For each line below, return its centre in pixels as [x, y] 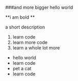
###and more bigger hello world [39, 7]
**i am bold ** [20, 17]
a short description [25, 27]
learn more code [30, 42]
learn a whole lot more [36, 48]
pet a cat [22, 69]
